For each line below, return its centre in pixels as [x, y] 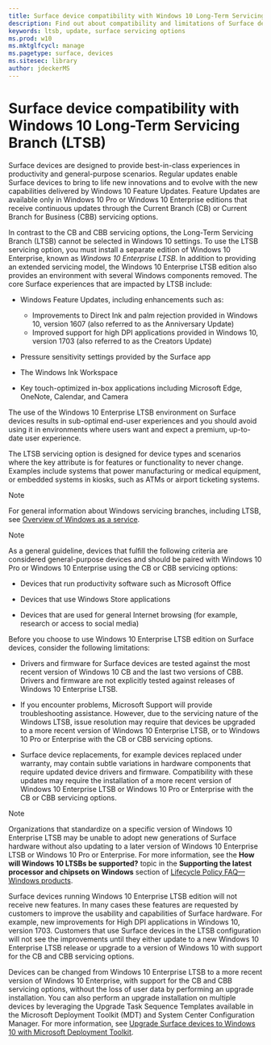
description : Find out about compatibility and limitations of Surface [131, 23]
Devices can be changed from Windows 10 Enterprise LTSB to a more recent [135, 971]
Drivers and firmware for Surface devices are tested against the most [135, 663]
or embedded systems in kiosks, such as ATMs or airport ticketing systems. [134, 479]
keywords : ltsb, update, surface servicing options [97, 31]
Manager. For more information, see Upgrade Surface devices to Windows [132, 1023]
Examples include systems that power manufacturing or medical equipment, [135, 470]
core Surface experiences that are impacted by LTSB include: [110, 284]
